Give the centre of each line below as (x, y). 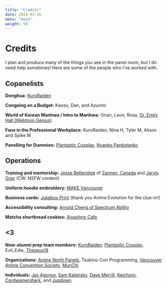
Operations (23, 161)
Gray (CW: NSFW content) (32, 178)
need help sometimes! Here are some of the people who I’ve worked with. (81, 68)
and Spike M (18, 135)
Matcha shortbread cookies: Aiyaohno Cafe (51, 217)
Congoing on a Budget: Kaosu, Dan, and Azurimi (56, 105)
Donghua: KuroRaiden (28, 95)
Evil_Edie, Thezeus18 (27, 250)
